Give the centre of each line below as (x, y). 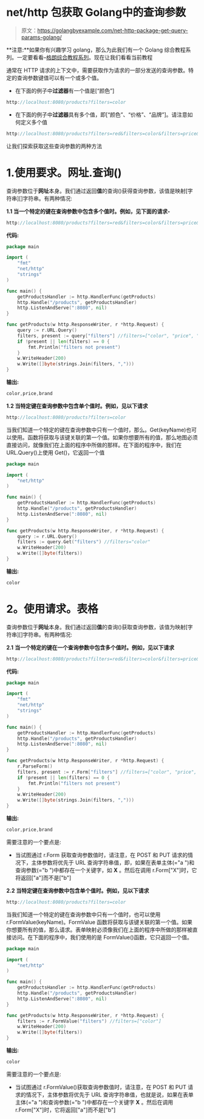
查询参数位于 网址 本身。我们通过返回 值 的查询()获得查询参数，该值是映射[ (97, 191)
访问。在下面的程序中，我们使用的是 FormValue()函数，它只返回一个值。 (102, 937)
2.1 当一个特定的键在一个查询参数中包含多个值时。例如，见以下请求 (90, 647)
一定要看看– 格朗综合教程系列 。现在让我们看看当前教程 (85, 57)
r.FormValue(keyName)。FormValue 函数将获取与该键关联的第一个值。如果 (100, 922)
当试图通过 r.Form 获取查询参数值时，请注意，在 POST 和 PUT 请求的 (101, 855)
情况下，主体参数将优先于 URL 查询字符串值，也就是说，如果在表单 (110, 1094)
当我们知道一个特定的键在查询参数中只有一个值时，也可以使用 (83, 914)
